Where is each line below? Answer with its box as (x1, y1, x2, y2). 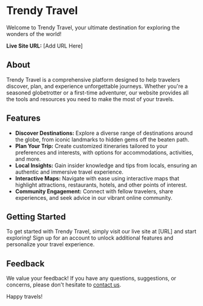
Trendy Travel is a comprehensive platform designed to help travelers (6, 76, 181, 83)
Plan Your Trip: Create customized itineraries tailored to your (15, 142, 168, 149)
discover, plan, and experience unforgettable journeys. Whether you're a (6, 82, 188, 90)
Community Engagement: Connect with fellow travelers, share (15, 187, 173, 195)
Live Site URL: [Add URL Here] (6, 42, 83, 49)
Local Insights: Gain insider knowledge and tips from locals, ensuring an (15, 162, 198, 169)
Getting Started (6, 212, 66, 222)
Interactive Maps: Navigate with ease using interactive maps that (15, 174, 179, 182)
